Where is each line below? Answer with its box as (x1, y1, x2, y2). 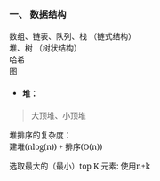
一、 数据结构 (9, 7, 67, 20)
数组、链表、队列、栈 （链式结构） (9, 30, 136, 42)
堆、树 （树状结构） (9, 42, 82, 53)
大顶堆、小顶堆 (30, 110, 86, 122)
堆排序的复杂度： (9, 130, 72, 141)
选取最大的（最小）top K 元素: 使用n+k (9, 161, 151, 172)
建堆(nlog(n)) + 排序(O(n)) (9, 141, 103, 153)
